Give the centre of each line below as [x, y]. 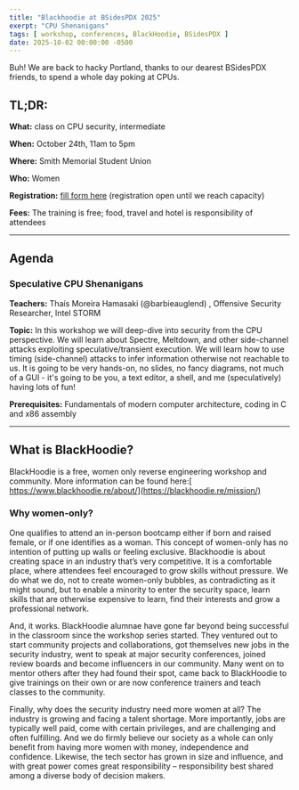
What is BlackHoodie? [72, 450]
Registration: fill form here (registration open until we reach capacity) [137, 196]
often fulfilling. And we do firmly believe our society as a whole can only [141, 737]
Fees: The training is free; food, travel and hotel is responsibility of [131, 213]
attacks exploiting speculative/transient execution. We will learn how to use [147, 349]
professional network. [49, 608]
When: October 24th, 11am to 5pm [72, 144]
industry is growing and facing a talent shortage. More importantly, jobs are [148, 719]
